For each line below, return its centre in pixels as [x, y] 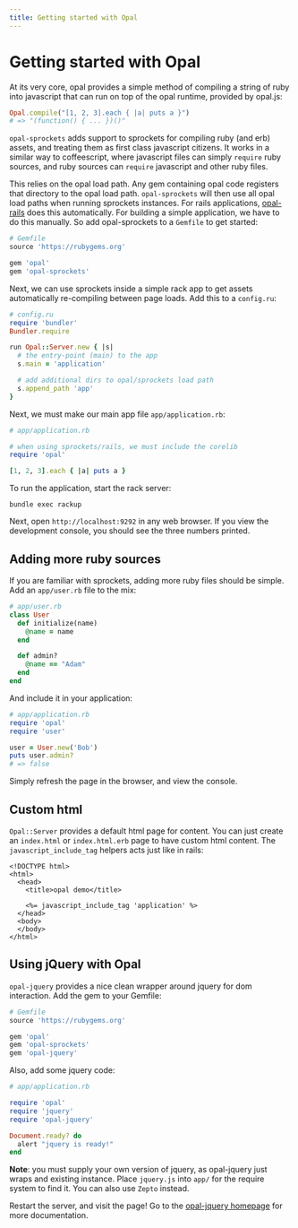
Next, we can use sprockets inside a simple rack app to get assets [131, 289]
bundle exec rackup [46, 505]
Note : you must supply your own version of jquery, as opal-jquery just [138, 1170]
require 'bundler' [43, 323]
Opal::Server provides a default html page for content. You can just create [146, 831]
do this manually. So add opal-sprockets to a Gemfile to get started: [134, 222]
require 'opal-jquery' [51, 1120]
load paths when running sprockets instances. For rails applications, [135, 203]
